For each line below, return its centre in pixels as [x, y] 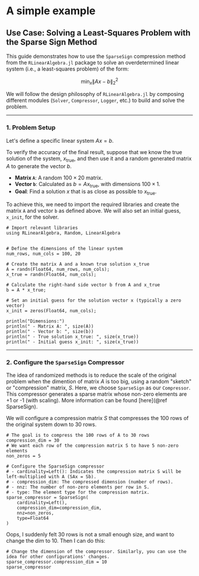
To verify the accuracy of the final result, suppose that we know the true [94, 152]
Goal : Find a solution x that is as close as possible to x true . [86, 192]
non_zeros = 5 [24, 456]
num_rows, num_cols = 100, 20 [44, 254]
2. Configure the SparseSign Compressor [65, 363]
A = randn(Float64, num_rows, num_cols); [58, 270]
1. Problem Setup [31, 127]
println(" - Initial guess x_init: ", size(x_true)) [73, 342]
